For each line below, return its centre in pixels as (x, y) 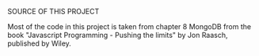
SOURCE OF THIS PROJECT (53, 11)
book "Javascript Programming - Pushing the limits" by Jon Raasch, (118, 35)
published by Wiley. (40, 43)
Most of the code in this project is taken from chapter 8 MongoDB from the (129, 26)
